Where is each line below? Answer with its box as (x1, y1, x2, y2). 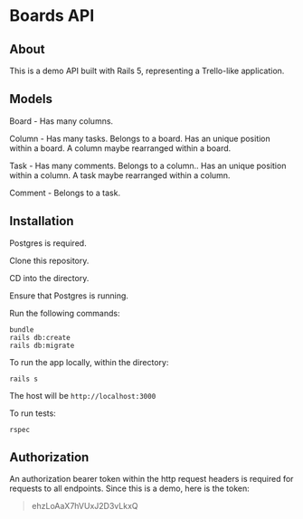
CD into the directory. (9, 272, 90, 283)
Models (9, 91, 52, 107)
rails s (9, 374, 39, 383)
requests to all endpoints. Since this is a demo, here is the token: (9, 483, 251, 494)
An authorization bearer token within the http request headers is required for (9, 474, 294, 485)
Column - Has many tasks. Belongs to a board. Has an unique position (9, 133, 271, 144)
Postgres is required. (9, 237, 88, 249)
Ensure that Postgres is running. (9, 290, 129, 301)
